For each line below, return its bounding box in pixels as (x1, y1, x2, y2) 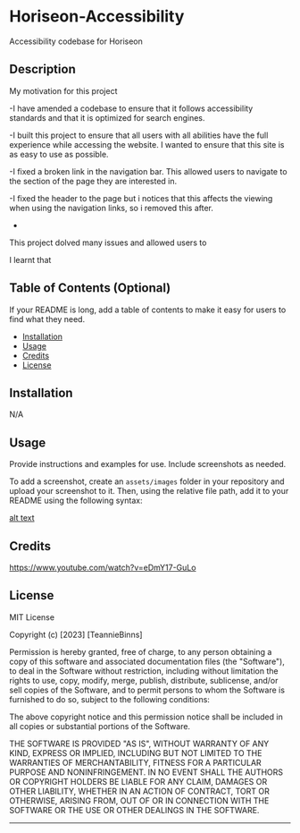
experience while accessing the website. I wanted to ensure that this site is (9, 139, 285, 149)
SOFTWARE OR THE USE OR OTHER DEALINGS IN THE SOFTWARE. (9, 804, 260, 815)
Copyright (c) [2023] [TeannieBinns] (9, 629, 143, 640)
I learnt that (9, 254, 52, 265)
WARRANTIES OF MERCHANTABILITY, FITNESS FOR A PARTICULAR (9, 757, 262, 768)
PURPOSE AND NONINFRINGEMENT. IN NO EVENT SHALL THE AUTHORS (9, 767, 284, 778)
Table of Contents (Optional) (9, 280, 171, 296)
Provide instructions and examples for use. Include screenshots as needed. (9, 459, 287, 470)
